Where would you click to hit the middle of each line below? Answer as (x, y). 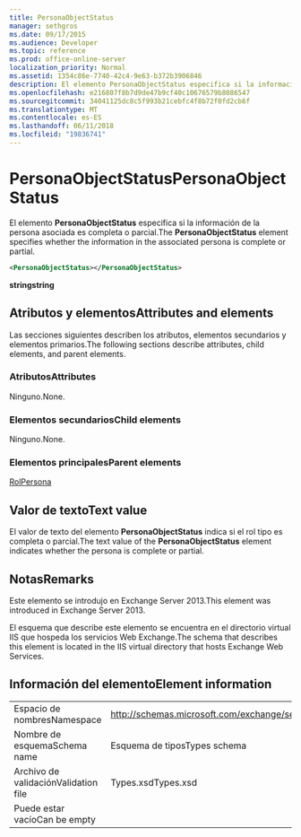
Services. (27, 657)
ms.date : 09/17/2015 (48, 34)
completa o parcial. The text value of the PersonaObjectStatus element (140, 541)
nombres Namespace (58, 719)
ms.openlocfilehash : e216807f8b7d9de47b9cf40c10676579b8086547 (130, 92)
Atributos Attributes (53, 377)
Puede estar (39, 808)
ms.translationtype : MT (54, 109)
